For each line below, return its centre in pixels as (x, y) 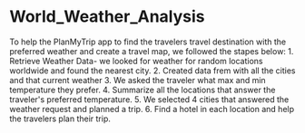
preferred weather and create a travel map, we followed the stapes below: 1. (152, 51)
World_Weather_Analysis (108, 17)
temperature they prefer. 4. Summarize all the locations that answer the (143, 90)
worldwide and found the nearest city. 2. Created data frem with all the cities (153, 71)
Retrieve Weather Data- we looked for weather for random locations (136, 61)
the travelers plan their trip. (60, 119)
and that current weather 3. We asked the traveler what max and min (138, 80)
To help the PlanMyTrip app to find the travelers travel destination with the (148, 42)
